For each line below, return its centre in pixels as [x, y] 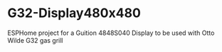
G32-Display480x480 [74, 13]
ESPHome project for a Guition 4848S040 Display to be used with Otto [111, 33]
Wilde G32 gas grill [35, 40]
